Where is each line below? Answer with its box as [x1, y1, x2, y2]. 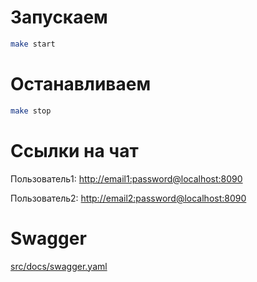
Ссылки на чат [10, 139, 139, 162]
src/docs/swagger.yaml [10, 260, 108, 272]
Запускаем [10, 6, 108, 29]
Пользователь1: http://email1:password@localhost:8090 [10, 172, 243, 185]
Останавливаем [10, 73, 152, 95]
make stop [10, 106, 52, 116]
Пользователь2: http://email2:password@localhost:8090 [10, 192, 247, 204]
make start [10, 39, 56, 49]
